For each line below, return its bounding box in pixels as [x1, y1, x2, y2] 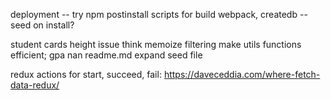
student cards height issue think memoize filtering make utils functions [10, 39, 302, 50]
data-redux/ [10, 79, 60, 91]
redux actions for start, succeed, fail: [10, 69, 162, 80]
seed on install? [10, 19, 75, 31]
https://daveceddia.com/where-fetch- [163, 69, 321, 80]
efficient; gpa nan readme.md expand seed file [10, 49, 203, 61]
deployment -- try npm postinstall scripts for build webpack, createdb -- [10, 9, 308, 20]
